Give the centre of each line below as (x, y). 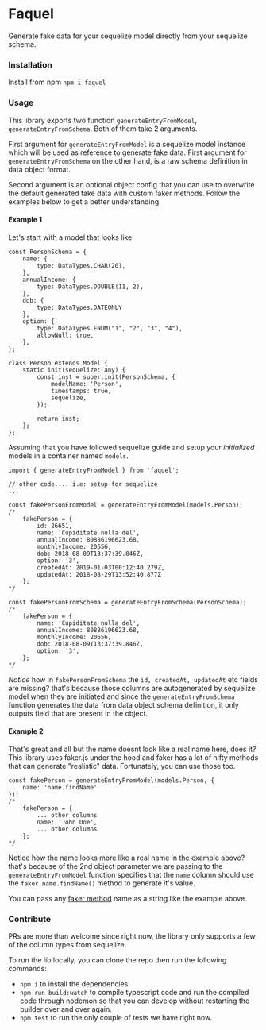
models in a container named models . (68, 455)
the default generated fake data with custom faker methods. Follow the (124, 193)
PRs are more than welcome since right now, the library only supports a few (132, 936)
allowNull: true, (65, 335)
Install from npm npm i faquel (57, 82)
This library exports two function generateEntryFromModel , (102, 120)
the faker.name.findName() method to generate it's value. (102, 883)
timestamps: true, (81, 391)
